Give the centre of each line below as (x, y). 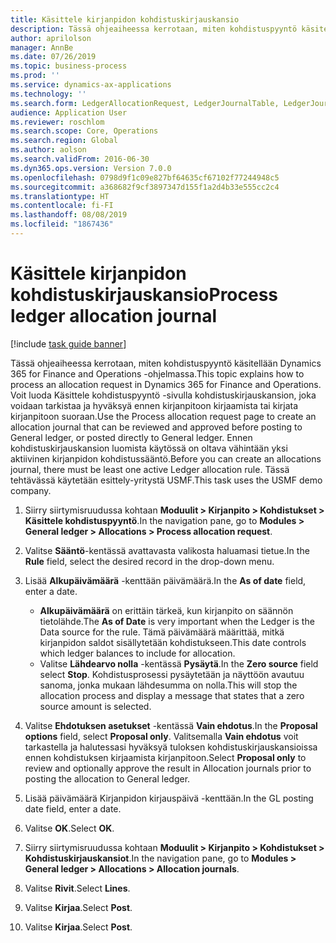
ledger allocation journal (114, 316)
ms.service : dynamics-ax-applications (91, 85)
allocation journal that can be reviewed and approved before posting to (156, 427)
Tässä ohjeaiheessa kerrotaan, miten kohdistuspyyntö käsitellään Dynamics (166, 363)
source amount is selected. (95, 706)
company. (31, 490)
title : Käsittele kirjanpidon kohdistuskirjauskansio (125, 19)
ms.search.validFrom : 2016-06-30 (80, 159)
